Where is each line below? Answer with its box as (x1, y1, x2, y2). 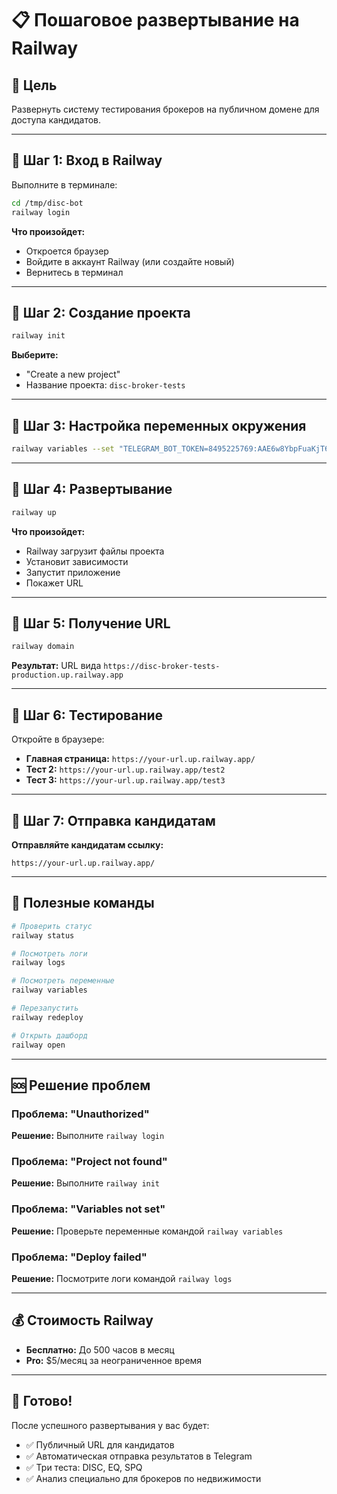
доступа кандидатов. (11, 114, 102, 126)
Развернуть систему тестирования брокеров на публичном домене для (11, 103, 320, 115)
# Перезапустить (11, 1003, 79, 1013)
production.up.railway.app (11, 670, 124, 681)
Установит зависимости (25, 555, 129, 567)
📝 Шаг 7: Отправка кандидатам (11, 812, 216, 829)
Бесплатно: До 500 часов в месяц (25, 1343, 175, 1356)
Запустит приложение (25, 566, 121, 578)
